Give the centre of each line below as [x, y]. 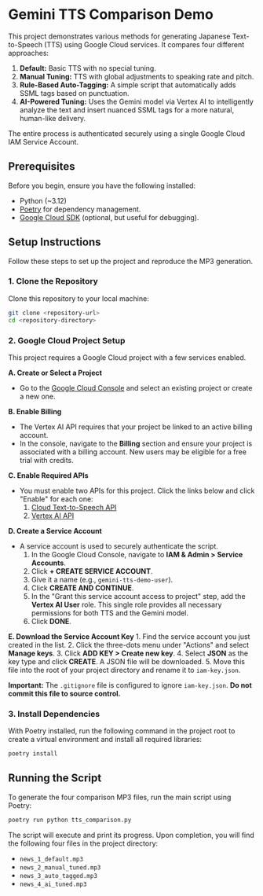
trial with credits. [47, 460]
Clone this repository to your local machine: [79, 298]
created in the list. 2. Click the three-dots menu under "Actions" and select [129, 644]
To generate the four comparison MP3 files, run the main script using [120, 797]
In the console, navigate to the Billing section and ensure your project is [136, 443]
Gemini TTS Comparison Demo [111, 15]
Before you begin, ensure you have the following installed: [102, 185]
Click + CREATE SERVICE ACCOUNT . [92, 571]
